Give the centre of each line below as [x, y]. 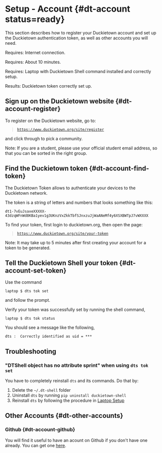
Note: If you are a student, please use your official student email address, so [81, 148]
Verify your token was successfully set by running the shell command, [75, 309]
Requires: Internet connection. [35, 53]
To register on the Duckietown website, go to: [50, 121]
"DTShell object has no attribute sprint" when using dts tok [77, 365]
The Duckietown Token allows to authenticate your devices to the [70, 188]
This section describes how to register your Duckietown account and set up [81, 33]
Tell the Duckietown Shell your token [61, 263]
